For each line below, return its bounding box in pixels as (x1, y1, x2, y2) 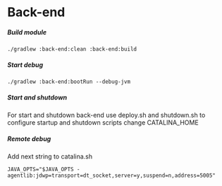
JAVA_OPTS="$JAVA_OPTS (7, 166, 74, 173)
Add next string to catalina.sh (7, 152, 93, 161)
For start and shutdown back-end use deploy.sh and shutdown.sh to (7, 111, 206, 120)
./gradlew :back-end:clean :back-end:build (7, 46, 137, 53)
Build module (7, 27, 47, 36)
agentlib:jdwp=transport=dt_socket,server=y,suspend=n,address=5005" (7, 172, 216, 180)
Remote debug (7, 135, 51, 143)
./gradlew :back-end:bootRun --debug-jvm (7, 78, 131, 85)
